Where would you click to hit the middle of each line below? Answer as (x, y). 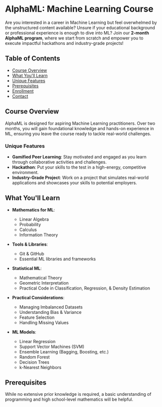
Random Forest (34, 357)
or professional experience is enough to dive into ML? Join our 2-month (77, 33)
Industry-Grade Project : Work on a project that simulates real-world (80, 177)
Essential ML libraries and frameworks (57, 259)
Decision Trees (34, 362)
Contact (20, 96)
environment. (25, 172)
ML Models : (24, 332)
